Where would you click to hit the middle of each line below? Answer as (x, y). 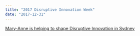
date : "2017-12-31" (25, 14)
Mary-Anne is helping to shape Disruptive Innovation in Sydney (70, 28)
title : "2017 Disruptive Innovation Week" (50, 10)
